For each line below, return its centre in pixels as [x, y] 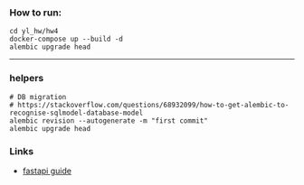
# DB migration [38, 97]
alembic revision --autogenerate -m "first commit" [109, 120]
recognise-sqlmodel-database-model [76, 113]
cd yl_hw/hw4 [34, 32]
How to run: [36, 13]
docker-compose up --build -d [66, 39]
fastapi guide [47, 171]
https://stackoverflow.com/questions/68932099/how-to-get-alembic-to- [153, 105]
